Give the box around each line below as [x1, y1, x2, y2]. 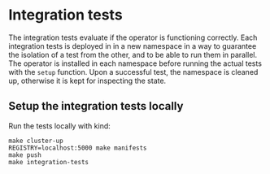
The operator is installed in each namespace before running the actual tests [8, 59, 263, 68]
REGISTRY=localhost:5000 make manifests [8, 144, 148, 152]
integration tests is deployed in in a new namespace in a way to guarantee [8, 41, 257, 50]
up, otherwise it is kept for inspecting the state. [8, 76, 167, 85]
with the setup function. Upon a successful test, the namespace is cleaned [8, 67, 259, 76]
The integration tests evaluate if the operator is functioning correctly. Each [8, 33, 258, 42]
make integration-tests [8, 158, 89, 166]
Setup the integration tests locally [8, 99, 184, 113]
